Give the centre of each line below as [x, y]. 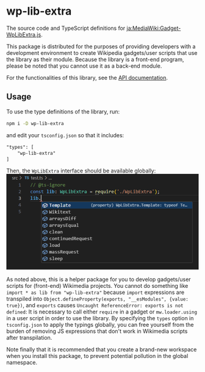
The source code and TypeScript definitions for [66, 28]
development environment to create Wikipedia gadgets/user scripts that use [102, 52]
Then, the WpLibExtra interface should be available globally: [81, 170]
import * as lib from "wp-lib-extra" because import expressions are [95, 292]
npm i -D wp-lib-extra [35, 123]
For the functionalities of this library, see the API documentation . [87, 77]
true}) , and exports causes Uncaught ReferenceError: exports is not [95, 305]
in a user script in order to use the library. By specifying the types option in [100, 318]
